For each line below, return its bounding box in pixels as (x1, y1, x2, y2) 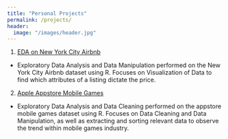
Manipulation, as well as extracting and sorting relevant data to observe (16, 117, 219, 125)
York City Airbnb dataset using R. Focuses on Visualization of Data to (16, 68, 212, 77)
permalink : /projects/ (7, 16, 72, 23)
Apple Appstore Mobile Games (16, 89, 104, 97)
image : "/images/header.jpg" (13, 29, 97, 36)
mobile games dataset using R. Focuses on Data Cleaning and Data (16, 110, 207, 118)
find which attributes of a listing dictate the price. (16, 76, 156, 84)
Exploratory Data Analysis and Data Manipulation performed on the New (16, 61, 221, 69)
